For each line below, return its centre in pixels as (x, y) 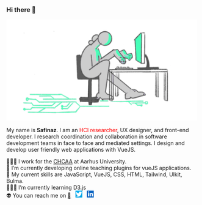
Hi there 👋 (21, 10)
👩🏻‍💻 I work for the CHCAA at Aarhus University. (67, 161)
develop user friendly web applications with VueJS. (71, 149)
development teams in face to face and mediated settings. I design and (96, 143)
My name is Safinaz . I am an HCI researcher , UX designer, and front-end (98, 130)
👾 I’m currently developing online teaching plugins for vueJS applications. (99, 168)
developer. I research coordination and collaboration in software (87, 136)
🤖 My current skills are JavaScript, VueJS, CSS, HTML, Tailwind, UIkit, (94, 174)
